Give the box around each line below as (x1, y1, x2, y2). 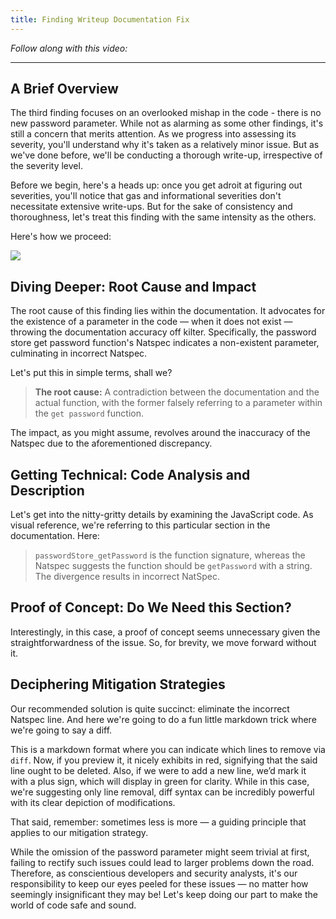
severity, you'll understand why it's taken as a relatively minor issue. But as (10, 139, 320, 151)
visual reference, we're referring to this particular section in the (10, 519, 271, 531)
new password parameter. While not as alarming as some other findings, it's (10, 117, 324, 130)
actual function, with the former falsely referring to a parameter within (34, 397, 323, 409)
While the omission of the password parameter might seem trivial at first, (10, 846, 310, 858)
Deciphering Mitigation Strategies (10, 676, 226, 693)
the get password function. (34, 407, 145, 420)
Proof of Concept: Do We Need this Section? (10, 599, 292, 616)
